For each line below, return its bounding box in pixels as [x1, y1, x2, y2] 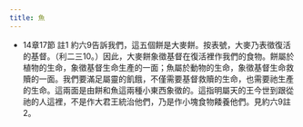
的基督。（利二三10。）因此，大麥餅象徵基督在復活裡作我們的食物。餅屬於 [22, 51, 295, 62]
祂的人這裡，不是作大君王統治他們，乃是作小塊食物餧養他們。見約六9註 [22, 96, 291, 107]
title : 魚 [9, 13, 45, 23]
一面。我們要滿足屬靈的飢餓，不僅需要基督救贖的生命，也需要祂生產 [38, 73, 294, 84]
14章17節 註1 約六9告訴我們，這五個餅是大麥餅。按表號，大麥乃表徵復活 [22, 39, 291, 50]
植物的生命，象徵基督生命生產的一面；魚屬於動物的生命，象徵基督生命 [22, 62, 287, 73]
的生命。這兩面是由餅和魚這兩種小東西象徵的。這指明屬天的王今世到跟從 [22, 84, 294, 95]
